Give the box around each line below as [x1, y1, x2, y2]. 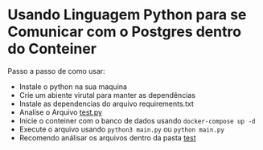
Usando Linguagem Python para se [7, 6, 247, 24]
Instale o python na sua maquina [18, 82, 128, 91]
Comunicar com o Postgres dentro [7, 22, 242, 41]
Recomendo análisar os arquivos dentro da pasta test [18, 132, 196, 142]
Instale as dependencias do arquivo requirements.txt [18, 99, 194, 108]
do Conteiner [7, 40, 97, 58]
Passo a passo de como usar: [7, 66, 105, 75]
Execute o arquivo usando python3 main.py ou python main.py [18, 124, 224, 134]
